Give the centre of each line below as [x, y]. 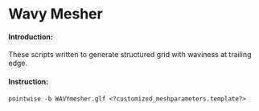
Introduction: [31, 36]
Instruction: [29, 81]
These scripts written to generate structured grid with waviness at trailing [130, 55]
